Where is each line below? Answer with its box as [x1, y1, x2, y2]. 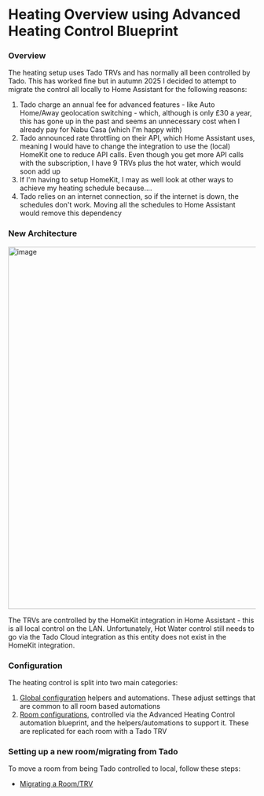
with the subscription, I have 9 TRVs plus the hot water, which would [19, 159, 241, 168]
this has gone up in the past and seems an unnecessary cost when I [19, 116, 240, 127]
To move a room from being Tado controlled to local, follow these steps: [8, 764, 241, 773]
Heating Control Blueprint [8, 22, 179, 40]
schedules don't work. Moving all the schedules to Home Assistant [19, 200, 236, 210]
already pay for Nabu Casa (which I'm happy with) [19, 125, 182, 134]
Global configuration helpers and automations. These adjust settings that [19, 693, 256, 702]
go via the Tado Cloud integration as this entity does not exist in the [8, 632, 226, 641]
